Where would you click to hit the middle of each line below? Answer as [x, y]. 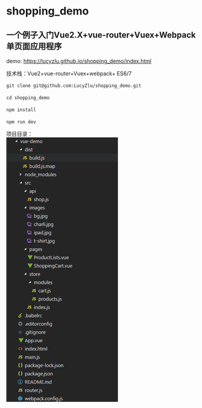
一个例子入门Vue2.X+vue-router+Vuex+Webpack [101, 35]
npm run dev [21, 122]
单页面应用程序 [34, 46]
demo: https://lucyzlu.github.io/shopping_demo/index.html [79, 61]
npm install [21, 110]
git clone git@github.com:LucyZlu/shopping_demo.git [74, 86]
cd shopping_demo [28, 98]
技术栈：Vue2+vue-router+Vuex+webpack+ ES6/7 [69, 73]
